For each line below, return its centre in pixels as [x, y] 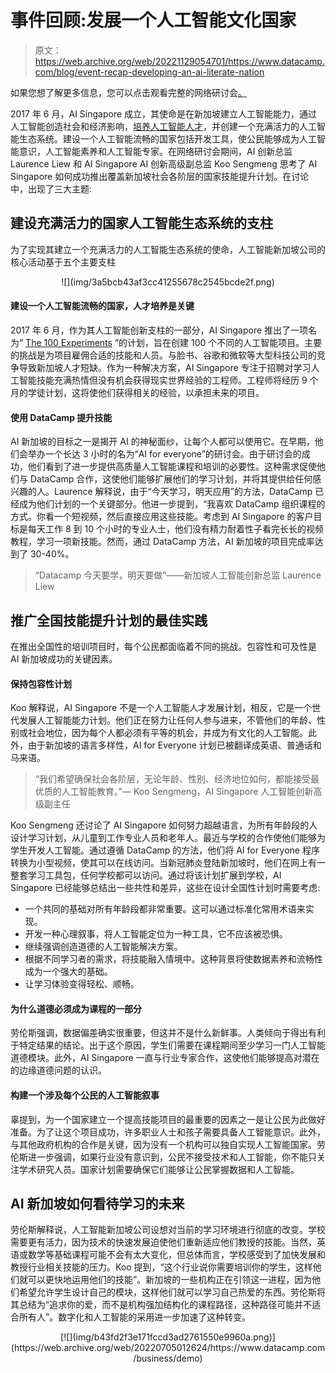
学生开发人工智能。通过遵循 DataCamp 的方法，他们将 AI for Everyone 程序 [165, 850]
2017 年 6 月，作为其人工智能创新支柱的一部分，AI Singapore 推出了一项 [159, 330]
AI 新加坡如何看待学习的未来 [97, 1203]
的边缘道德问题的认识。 [58, 1070]
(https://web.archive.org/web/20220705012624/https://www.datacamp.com [168, 1348]
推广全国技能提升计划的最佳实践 [109, 620]
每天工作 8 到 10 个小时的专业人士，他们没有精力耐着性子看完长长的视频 [175, 529]
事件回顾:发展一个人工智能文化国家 [153, 20]
